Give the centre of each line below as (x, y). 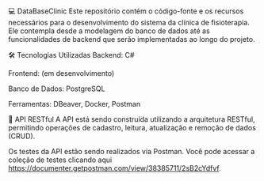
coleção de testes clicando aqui (60, 160)
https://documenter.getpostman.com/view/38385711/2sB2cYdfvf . (115, 168)
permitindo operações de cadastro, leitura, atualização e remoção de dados (132, 128)
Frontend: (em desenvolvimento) (61, 73)
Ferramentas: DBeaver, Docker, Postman (75, 104)
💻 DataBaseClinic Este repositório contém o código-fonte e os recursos (126, 11)
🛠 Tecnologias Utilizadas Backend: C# (71, 55)
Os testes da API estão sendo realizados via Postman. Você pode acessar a (132, 151)
